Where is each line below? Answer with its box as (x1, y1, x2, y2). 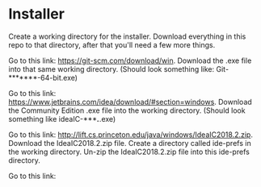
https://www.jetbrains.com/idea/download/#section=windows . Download (8, 97, 252, 106)
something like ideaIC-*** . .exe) (8, 114, 116, 123)
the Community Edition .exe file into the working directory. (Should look (8, 106, 246, 115)
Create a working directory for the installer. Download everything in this (8, 31, 246, 41)
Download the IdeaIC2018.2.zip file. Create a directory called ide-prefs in (8, 138, 252, 148)
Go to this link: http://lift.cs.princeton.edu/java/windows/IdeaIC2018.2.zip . (8, 130, 253, 139)
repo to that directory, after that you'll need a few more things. (8, 39, 216, 49)
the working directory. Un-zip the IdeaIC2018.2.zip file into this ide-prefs (8, 147, 250, 156)
